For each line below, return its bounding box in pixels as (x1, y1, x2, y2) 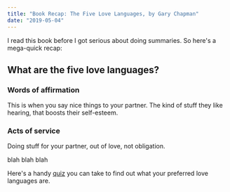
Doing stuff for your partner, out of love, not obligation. (7, 142, 165, 151)
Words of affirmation (7, 85, 80, 95)
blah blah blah (7, 155, 48, 164)
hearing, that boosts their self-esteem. (7, 108, 119, 117)
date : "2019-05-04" (7, 17, 65, 24)
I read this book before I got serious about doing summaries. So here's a (7, 36, 216, 44)
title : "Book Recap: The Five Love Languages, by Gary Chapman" (7, 10, 199, 18)
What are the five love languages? (7, 64, 160, 76)
